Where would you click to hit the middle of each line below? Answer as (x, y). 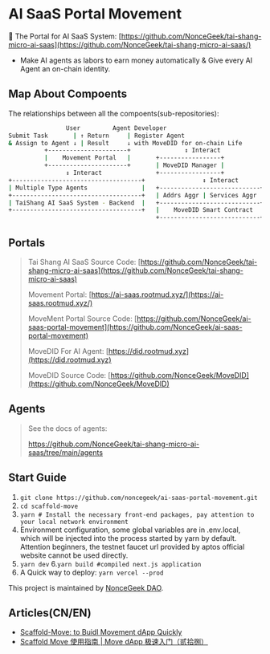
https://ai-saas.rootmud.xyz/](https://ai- (157, 295)
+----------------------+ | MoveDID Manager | (134, 165)
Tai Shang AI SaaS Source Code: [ (84, 262)
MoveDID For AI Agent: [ (68, 351)
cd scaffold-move (49, 506)
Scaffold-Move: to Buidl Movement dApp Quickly (101, 632)
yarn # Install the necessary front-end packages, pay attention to (137, 514)
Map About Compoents (68, 94)
